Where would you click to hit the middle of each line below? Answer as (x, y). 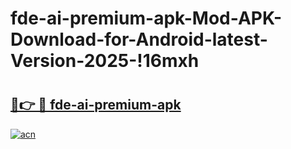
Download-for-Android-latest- (139, 39)
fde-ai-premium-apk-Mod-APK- (146, 18)
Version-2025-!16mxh (105, 61)
